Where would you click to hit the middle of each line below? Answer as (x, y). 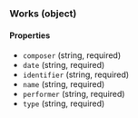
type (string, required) (64, 103)
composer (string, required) (72, 55)
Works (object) (43, 14)
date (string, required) (64, 65)
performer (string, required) (74, 94)
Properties (30, 35)
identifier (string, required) (76, 74)
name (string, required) (64, 84)
